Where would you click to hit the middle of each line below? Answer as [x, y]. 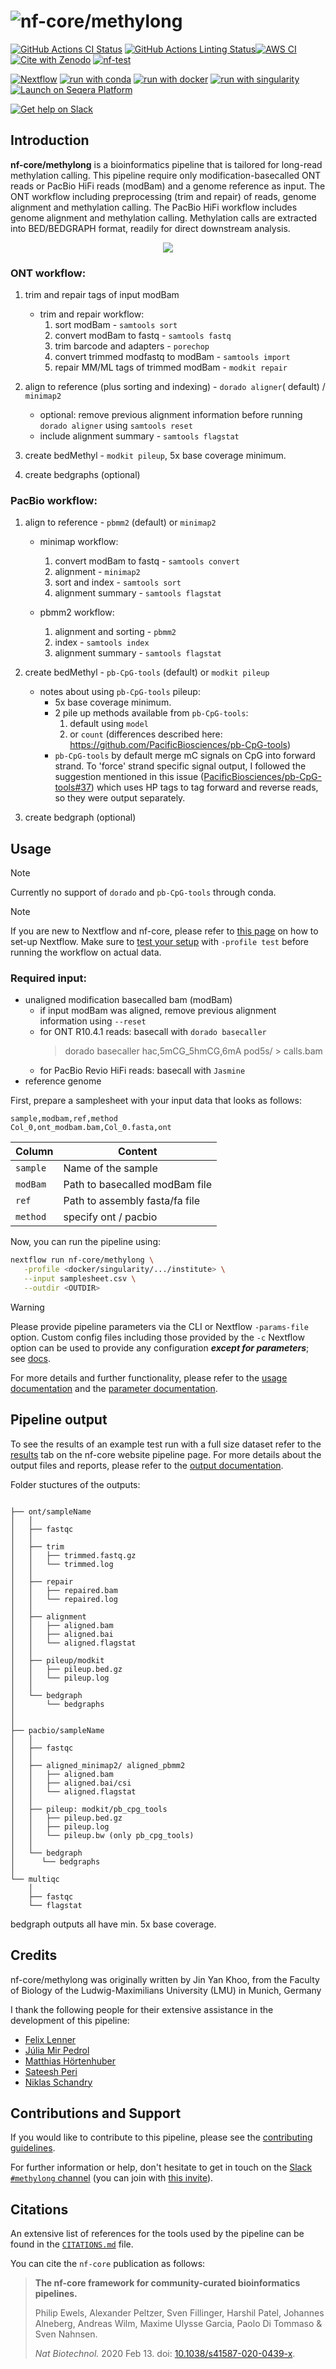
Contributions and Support [96, 2113]
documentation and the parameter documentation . [114, 1388]
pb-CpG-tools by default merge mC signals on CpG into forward [185, 756]
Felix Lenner [50, 2039]
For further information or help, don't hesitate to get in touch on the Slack [161, 2167]
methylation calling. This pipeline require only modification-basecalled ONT [166, 175]
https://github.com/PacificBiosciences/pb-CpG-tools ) [180, 745]
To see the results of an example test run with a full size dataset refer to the [166, 1444]
